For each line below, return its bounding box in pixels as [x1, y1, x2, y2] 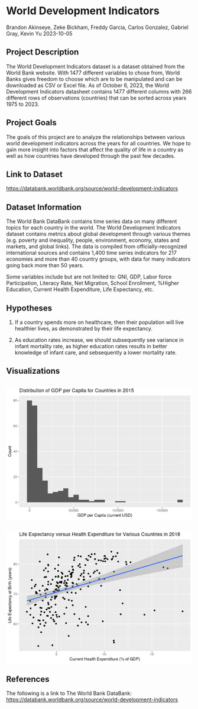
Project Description [6, 47, 79, 57]
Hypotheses [6, 303, 53, 313]
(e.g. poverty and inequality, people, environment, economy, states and [6, 237, 180, 244]
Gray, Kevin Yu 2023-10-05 [6, 30, 73, 37]
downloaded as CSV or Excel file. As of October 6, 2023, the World [6, 82, 170, 89]
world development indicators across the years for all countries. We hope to [6, 140, 191, 147]
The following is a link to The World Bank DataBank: [6, 689, 132, 697]
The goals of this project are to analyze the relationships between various [6, 133, 185, 140]
